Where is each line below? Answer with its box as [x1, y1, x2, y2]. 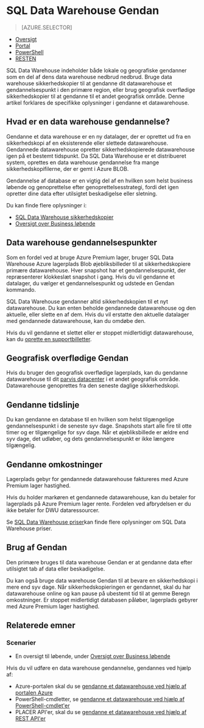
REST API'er [15, 715, 46, 722]
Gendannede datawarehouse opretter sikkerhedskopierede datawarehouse [6, 145, 195, 153]
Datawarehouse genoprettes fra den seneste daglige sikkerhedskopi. [6, 382, 180, 389]
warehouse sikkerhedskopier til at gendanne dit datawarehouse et [6, 80, 172, 87]
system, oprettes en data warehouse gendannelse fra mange [6, 159, 160, 166]
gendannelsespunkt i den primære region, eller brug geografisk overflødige [6, 86, 195, 93]
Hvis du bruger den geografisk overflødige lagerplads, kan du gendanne [6, 369, 188, 376]
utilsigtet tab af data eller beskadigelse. [6, 565, 105, 572]
